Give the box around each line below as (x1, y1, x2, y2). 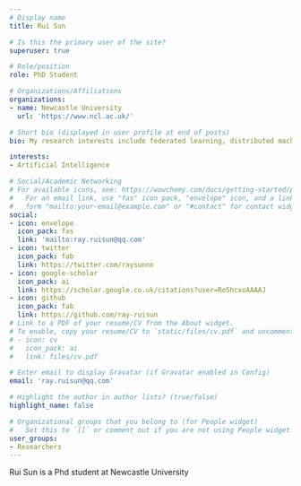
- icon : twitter (9, 244, 70, 253)
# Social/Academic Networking (9, 177, 123, 187)
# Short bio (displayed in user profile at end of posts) (9, 127, 230, 137)
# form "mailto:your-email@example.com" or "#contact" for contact (9, 202, 275, 211)
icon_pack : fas (17, 227, 74, 236)
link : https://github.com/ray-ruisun (17, 310, 159, 319)
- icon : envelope (9, 219, 74, 228)
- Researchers (9, 442, 63, 451)
